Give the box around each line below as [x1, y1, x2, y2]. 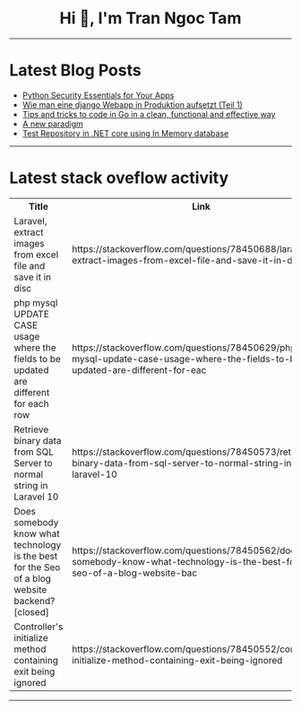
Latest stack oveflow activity [9, 168, 229, 188]
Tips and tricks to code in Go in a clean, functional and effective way [21, 108, 276, 119]
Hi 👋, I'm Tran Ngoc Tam [59, 8, 242, 29]
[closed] [13, 605, 49, 618]
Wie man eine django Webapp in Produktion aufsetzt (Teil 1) [21, 99, 244, 110]
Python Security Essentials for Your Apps [21, 90, 175, 100]
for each [13, 397, 49, 410]
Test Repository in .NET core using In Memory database [21, 127, 229, 138]
